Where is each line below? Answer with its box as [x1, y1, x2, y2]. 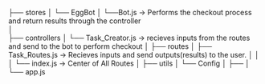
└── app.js [8, 67, 46, 76]
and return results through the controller [8, 16, 141, 26]
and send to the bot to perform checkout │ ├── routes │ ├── [8, 42, 213, 51]
